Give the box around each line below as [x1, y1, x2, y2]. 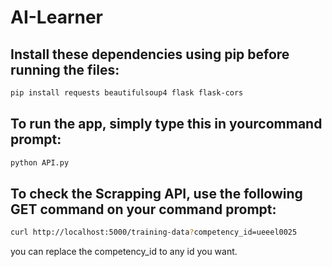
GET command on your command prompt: [10, 201, 277, 218]
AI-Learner [10, 6, 104, 29]
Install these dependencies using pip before [10, 46, 290, 63]
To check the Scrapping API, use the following [10, 185, 303, 202]
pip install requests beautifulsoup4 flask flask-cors [10, 88, 244, 98]
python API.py [10, 157, 70, 168]
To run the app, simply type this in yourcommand [10, 116, 323, 133]
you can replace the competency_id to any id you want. [10, 246, 238, 258]
